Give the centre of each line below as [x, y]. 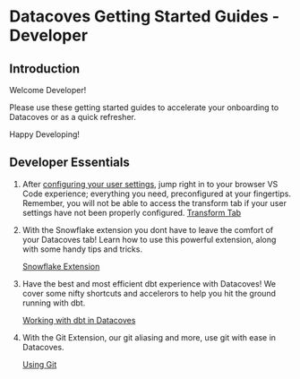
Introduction [45, 69]
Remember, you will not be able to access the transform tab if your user [154, 202]
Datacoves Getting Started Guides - [145, 17]
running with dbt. [54, 303]
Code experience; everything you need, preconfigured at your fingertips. [156, 194]
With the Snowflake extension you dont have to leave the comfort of [148, 229]
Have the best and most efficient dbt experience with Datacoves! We [149, 283]
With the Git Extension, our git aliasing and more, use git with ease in [149, 337]
